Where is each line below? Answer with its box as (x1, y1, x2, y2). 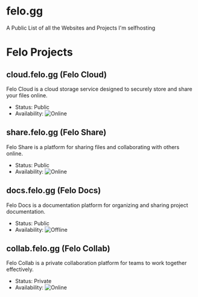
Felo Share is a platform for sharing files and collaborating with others (6, 143, 180, 150)
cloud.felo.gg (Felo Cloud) (6, 69, 107, 80)
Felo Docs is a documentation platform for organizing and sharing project (6, 201, 188, 209)
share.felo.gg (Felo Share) (6, 127, 107, 138)
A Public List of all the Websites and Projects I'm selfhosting (6, 24, 156, 31)
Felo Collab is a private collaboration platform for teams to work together (6, 260, 187, 267)
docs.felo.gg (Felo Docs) (6, 185, 101, 196)
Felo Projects (6, 45, 74, 59)
